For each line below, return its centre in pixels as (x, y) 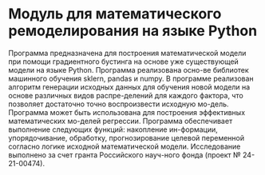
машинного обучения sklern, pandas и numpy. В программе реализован (131, 78)
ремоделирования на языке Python (133, 31)
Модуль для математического (115, 14)
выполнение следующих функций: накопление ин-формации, (113, 129)
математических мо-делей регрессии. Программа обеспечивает (121, 121)
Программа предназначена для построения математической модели (127, 53)
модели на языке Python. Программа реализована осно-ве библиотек (129, 70)
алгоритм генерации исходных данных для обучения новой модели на (129, 87)
